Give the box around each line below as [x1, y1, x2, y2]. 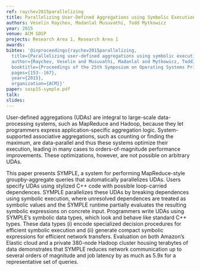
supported [6, 132, 32, 140]
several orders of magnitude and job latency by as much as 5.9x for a [6, 251, 176, 259]
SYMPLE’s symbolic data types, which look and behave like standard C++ [6, 214, 187, 221]
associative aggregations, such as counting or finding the [32, 132, 174, 140]
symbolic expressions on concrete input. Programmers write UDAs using [6, 207, 185, 214]
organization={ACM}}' [11, 81, 65, 87]
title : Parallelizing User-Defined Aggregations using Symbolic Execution [6, 14, 196, 20]
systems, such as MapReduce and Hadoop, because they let [35, 120, 184, 127]
